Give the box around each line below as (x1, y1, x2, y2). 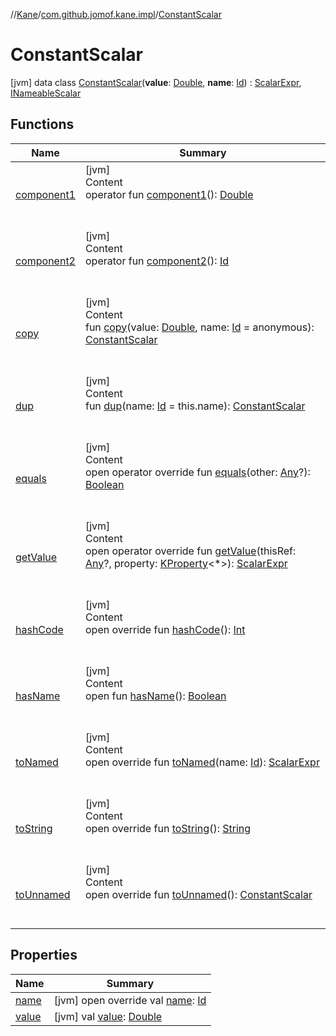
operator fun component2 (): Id (84, 254, 230, 268)
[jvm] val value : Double (53, 1009, 163, 1023)
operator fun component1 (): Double (84, 187, 254, 201)
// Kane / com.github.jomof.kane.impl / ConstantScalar (10, 9, 222, 20)
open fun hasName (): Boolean (84, 689, 227, 703)
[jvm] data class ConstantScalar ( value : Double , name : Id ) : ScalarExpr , (10, 76, 302, 88)
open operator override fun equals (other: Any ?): (84, 465, 311, 479)
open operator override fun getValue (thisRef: (84, 544, 297, 558)
